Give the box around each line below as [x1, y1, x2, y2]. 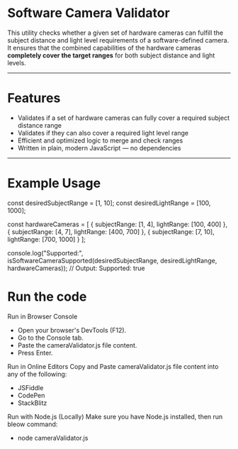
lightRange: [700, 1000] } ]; [7, 235, 86, 243]
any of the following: [7, 370, 67, 378]
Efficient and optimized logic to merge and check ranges [17, 136, 183, 145]
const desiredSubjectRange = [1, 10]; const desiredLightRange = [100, [7, 199, 211, 207]
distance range [17, 121, 62, 129]
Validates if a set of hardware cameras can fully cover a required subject [17, 113, 230, 122]
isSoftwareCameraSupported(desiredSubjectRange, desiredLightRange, [7, 256, 217, 265]
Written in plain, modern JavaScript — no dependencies [17, 143, 181, 152]
